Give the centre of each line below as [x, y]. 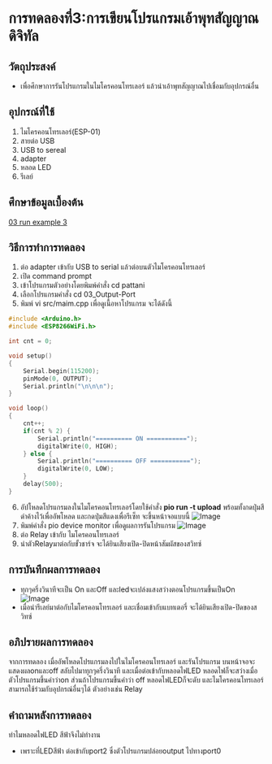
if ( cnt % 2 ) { [47, 431]
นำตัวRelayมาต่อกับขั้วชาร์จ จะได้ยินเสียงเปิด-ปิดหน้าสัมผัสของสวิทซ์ [111, 543]
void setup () [30, 356]
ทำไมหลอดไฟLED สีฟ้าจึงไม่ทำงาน [54, 735]
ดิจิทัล [24, 36]
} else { [38, 454]
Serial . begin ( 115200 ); [61, 371]
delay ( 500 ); [43, 484]
